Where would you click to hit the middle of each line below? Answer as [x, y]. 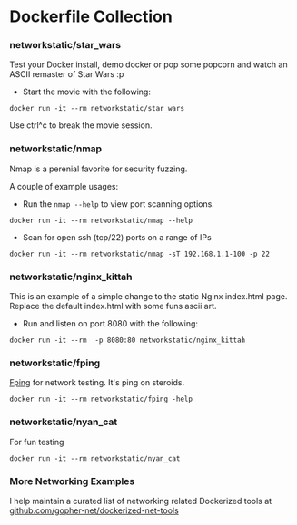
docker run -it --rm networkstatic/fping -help [101, 399]
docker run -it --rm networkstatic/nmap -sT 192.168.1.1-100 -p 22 [140, 254]
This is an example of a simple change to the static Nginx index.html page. [148, 297]
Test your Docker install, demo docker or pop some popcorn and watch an [148, 64]
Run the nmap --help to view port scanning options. [119, 204]
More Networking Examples [72, 481]
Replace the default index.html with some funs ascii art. [113, 306]
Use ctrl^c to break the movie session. [81, 125]
